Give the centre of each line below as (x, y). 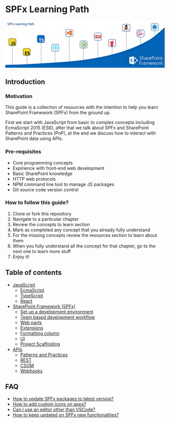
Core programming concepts (43, 162)
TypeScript (32, 295)
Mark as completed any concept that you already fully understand (81, 230)
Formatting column (40, 333)
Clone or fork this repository (42, 214)
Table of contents (33, 272)
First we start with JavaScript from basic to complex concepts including (80, 122)
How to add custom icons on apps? (49, 404)
